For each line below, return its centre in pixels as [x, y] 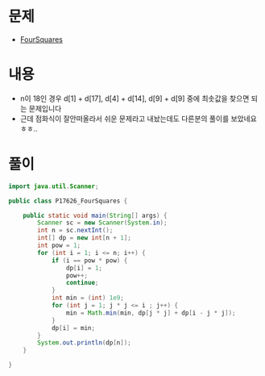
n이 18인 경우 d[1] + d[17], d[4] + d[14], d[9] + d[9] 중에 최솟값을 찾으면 [135, 98]
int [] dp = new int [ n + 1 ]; [84, 238]
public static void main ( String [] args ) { [95, 215]
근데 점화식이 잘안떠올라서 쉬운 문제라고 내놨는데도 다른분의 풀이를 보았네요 [139, 119]
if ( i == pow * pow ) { [89, 260]
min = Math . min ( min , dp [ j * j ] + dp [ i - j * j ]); [151, 313]
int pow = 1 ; [59, 246]
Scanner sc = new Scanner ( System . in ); [102, 223]
